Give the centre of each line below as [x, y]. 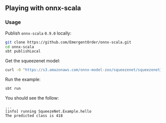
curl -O [13, 70]
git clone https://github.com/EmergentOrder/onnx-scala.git [68, 42]
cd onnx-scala [20, 47]
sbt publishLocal [23, 52]
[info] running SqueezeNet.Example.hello [48, 112]
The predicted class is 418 [34, 116]
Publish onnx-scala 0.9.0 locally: [38, 33]
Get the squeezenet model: [33, 61]
